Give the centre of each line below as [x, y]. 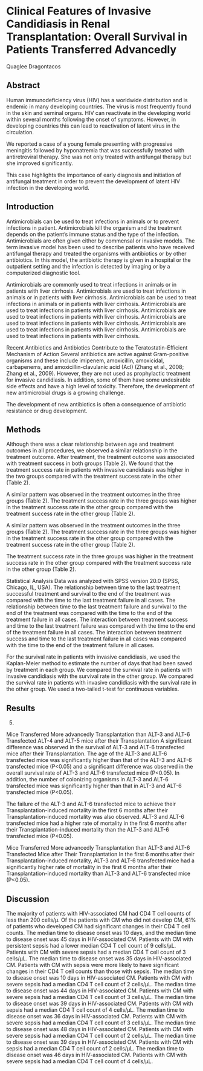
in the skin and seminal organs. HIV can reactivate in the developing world [98, 112]
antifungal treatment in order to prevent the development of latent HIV [93, 181]
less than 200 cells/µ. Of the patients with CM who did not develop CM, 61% [101, 920]
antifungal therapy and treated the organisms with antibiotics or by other [96, 253]
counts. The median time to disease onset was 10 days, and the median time [101, 933]
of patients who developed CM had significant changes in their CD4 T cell [98, 926]
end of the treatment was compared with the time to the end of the [89, 613]
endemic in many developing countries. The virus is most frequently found [99, 106]
